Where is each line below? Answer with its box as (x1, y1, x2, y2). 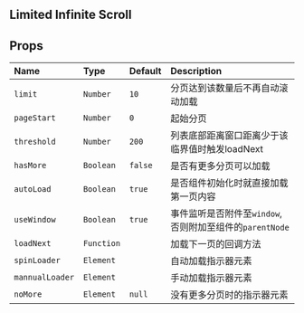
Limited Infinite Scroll (9, 7, 132, 23)
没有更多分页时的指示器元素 (170, 289, 289, 301)
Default (128, 65, 162, 78)
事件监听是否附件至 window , (170, 207, 283, 220)
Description (170, 65, 223, 78)
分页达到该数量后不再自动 (170, 81, 280, 94)
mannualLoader (14, 272, 75, 283)
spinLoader (14, 255, 61, 266)
